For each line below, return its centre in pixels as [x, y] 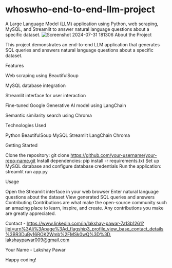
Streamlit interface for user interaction [46, 95]
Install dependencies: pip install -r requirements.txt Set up [98, 160]
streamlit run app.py [26, 171]
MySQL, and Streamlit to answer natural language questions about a [78, 29]
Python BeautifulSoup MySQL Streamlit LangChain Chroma [68, 135]
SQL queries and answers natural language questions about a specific [80, 50]
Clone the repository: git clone [37, 155]
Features [15, 65]
